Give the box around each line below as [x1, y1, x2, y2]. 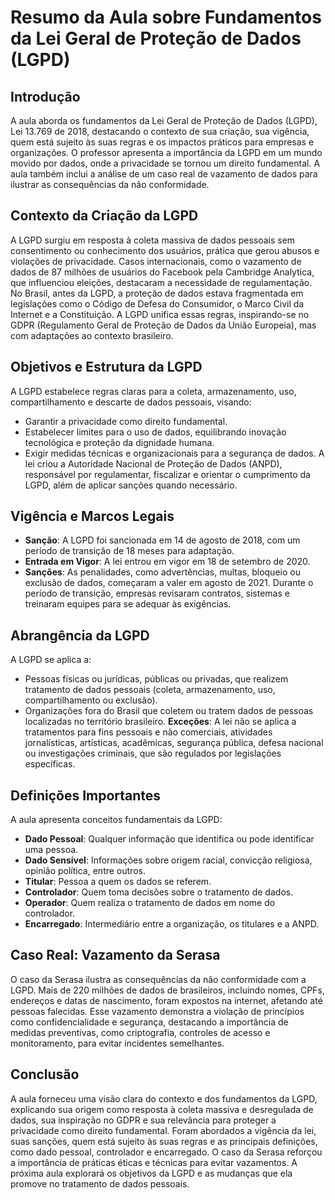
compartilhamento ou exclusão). [24, 694, 158, 706]
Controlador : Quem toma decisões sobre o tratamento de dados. [24, 886, 294, 898]
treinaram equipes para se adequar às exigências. [24, 598, 232, 610]
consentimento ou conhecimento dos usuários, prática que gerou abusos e [10, 244, 320, 256]
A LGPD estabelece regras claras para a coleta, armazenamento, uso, [10, 385, 297, 397]
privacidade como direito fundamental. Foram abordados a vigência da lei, [10, 1124, 317, 1136]
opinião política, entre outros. [24, 865, 146, 877]
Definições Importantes [10, 787, 162, 804]
